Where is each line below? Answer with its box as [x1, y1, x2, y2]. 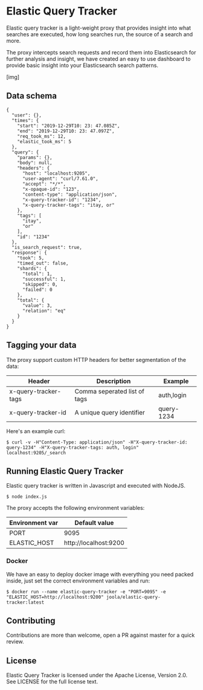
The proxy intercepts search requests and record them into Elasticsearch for [6, 48, 196, 56]
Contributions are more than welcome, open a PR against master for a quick [6, 631, 195, 639]
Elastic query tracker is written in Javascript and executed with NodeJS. [6, 482, 185, 489]
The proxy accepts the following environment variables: [6, 505, 145, 512]
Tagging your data [6, 340, 77, 350]
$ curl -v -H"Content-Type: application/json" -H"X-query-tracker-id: [6, 439, 188, 445]
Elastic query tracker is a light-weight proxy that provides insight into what [6, 24, 192, 31]
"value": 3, [22, 302, 53, 309]
